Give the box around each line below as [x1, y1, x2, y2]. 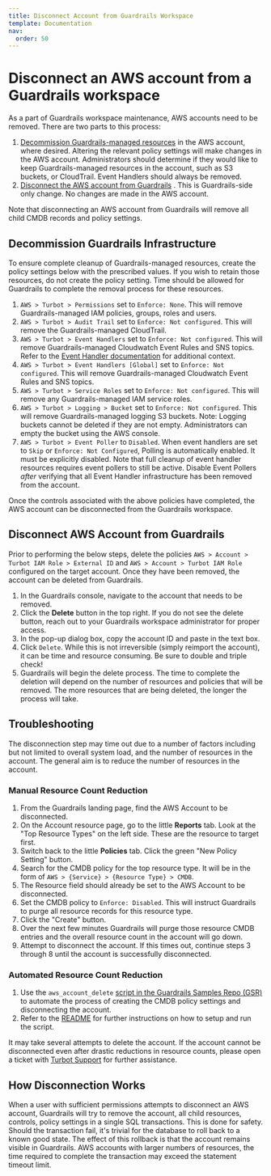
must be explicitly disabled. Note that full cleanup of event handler [19, 455, 242, 463]
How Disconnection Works [8, 1078, 146, 1092]
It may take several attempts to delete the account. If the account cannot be [8, 1038, 261, 1047]
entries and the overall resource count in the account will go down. [19, 932, 243, 941]
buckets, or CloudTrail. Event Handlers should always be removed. [19, 171, 243, 182]
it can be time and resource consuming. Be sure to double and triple [19, 650, 248, 660]
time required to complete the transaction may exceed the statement [8, 1152, 237, 1161]
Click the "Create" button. [19, 915, 107, 924]
